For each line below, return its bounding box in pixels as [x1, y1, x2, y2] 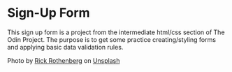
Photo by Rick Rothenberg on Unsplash [7, 56, 120, 64]
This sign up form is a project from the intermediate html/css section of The [7, 28, 225, 36]
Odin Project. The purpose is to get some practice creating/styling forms [7, 35, 217, 43]
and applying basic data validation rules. [7, 43, 124, 51]
